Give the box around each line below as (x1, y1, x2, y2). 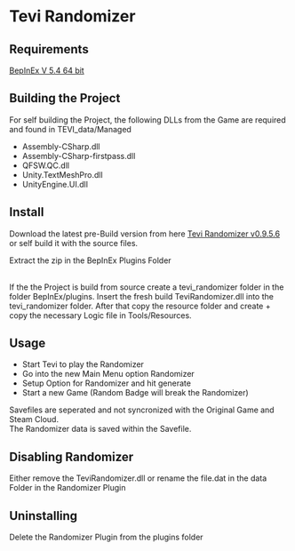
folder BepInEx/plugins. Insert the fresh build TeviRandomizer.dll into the (9, 291, 274, 301)
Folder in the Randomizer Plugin (9, 483, 126, 493)
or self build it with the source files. (9, 237, 139, 248)
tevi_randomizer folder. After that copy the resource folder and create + (9, 300, 271, 311)
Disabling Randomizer (9, 449, 134, 464)
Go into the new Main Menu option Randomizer (21, 369, 195, 379)
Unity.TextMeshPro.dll (21, 169, 104, 180)
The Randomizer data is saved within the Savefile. (9, 424, 192, 435)
